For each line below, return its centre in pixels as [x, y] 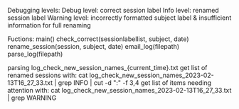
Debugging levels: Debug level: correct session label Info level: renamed [113, 10]
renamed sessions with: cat [48, 75]
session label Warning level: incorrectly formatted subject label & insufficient [119, 18]
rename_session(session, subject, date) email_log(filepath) [94, 46]
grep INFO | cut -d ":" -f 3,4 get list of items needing [135, 83]
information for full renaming [49, 25]
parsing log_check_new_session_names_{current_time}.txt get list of [107, 68]
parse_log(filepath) [35, 54]
